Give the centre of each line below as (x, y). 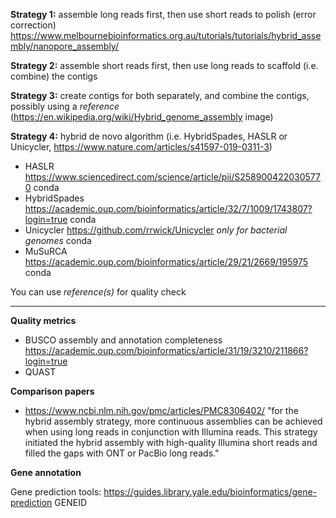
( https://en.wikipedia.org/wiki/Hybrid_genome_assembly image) (142, 117)
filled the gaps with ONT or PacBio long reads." (122, 453)
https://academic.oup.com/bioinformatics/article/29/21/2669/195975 (166, 262)
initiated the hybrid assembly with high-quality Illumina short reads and (171, 442)
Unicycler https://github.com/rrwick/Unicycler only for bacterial (156, 230)
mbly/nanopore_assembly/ (64, 46)
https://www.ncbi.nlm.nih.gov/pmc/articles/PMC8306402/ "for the (161, 410)
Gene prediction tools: (56, 492)
